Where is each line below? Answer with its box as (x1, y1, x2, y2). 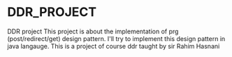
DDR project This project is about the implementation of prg (7, 27, 179, 35)
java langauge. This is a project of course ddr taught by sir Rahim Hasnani (7, 42, 220, 50)
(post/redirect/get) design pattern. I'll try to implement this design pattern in (7, 34, 226, 42)
